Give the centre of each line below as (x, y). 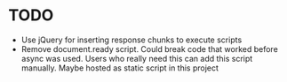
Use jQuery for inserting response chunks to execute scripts (132, 40)
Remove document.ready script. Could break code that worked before (150, 48)
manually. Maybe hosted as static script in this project (120, 68)
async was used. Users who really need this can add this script (137, 58)
